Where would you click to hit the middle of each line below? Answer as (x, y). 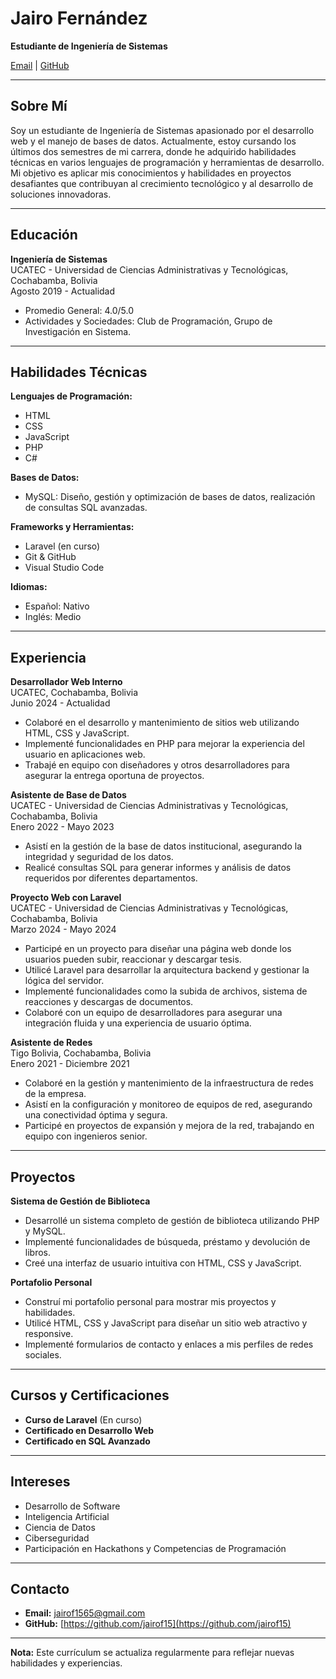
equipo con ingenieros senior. (86, 1136)
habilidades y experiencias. (66, 1663)
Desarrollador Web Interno (66, 682)
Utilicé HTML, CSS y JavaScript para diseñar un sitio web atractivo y (166, 1323)
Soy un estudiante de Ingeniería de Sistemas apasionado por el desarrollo (162, 130)
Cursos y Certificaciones (90, 1395)
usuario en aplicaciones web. (85, 754)
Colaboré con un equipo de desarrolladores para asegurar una (153, 1013)
